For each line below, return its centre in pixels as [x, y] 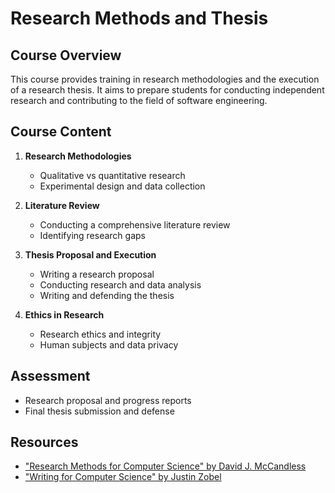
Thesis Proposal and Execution [90, 254]
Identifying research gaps [92, 235]
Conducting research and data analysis [120, 284]
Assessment [50, 376]
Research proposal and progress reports [108, 400]
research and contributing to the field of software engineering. [139, 100]
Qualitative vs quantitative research [112, 175]
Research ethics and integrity [100, 334]
